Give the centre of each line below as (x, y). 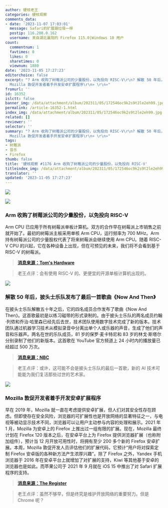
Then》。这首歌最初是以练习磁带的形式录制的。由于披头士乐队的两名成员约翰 (84, 315)
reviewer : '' (19, 122)
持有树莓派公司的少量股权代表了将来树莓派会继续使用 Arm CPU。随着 (77, 239)
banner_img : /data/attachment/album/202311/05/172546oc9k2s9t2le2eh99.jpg (85, 103)
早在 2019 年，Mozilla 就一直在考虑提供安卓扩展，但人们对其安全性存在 (78, 410)
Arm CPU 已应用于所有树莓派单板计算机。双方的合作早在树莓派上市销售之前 (83, 227)
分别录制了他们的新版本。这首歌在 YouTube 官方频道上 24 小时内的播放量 (81, 340)
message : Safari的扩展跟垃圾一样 (41, 29)
